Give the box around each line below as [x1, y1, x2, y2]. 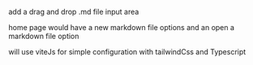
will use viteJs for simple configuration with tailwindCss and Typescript [8, 47, 247, 56]
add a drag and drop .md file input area [8, 7, 139, 16]
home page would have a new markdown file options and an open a [8, 23, 235, 32]
